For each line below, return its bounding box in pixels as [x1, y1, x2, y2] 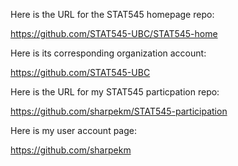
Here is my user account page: [10, 125, 137, 136]
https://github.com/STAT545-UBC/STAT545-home [10, 28, 218, 39]
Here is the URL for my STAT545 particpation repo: [10, 86, 220, 98]
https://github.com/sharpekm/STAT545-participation [10, 105, 228, 117]
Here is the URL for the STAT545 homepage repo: [10, 9, 215, 20]
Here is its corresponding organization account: [10, 47, 207, 59]
